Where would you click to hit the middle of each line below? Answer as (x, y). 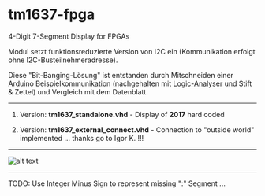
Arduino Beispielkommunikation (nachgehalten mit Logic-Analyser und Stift (130, 83)
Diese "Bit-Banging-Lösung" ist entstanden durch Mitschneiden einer (121, 75)
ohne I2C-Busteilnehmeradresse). (63, 60)
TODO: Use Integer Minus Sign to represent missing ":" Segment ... (117, 183)
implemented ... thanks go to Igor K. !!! (82, 138)
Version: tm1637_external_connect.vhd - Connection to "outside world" (137, 129)
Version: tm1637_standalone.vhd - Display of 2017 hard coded (122, 114)
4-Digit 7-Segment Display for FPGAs (69, 36)
